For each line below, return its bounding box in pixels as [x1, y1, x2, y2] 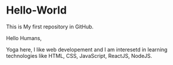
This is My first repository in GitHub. [6, 23, 94, 30]
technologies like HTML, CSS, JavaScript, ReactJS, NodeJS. [6, 52, 152, 59]
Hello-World [6, 4, 67, 17]
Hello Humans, [6, 34, 42, 41]
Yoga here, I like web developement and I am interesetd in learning [6, 45, 168, 53]
